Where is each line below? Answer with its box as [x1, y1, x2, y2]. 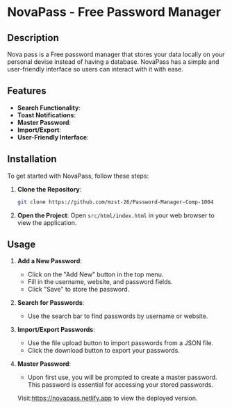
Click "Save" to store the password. [27, 285, 130, 294]
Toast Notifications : [17, 110, 76, 119]
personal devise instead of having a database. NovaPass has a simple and [7, 58, 219, 66]
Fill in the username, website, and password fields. [27, 278, 173, 286]
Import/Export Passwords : [17, 326, 95, 334]
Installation [7, 153, 57, 165]
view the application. [17, 218, 77, 226]
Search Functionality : [17, 103, 81, 112]
